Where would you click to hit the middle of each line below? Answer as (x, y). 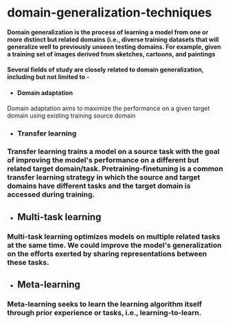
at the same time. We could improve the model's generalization (114, 245)
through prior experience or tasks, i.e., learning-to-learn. (104, 313)
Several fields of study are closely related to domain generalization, (105, 69)
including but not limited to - (48, 77)
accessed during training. (51, 195)
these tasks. (28, 262)
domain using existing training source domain (71, 116)
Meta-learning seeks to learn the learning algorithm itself (105, 304)
